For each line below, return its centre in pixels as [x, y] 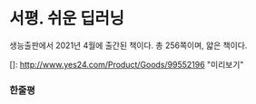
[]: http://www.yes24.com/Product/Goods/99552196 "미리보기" [127, 64]
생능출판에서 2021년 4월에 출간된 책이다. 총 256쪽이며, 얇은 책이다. [128, 45]
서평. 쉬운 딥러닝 [67, 19]
